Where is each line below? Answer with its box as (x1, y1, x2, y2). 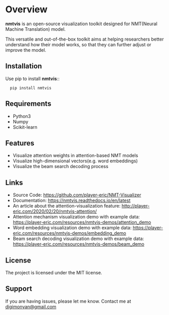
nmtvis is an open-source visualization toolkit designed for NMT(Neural (5, 21, 158, 27)
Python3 (12, 113, 31, 119)
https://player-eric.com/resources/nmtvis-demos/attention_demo (12, 219, 152, 226)
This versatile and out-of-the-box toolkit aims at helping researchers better (5, 36, 164, 42)
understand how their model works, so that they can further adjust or (5, 41, 152, 47)
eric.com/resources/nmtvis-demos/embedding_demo (12, 230, 127, 236)
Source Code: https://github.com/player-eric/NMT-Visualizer (12, 192, 141, 198)
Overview (5, 4, 48, 15)
